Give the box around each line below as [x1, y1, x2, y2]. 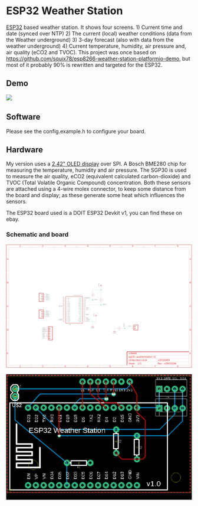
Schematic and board [6, 230, 69, 239]
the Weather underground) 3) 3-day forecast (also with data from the [6, 36, 174, 43]
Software [6, 112, 41, 122]
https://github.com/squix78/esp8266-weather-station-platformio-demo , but [6, 55, 190, 62]
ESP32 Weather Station [6, 4, 123, 18]
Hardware [6, 145, 43, 155]
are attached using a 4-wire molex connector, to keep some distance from [6, 185, 187, 192]
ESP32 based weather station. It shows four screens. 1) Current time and [6, 24, 183, 31]
